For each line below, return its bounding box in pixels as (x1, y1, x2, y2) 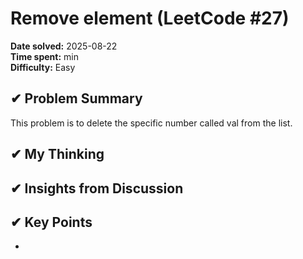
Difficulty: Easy (10, 61, 76, 73)
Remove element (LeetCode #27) (10, 7, 290, 30)
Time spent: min (10, 50, 79, 62)
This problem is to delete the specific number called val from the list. (10, 117, 293, 129)
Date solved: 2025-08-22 (10, 40, 118, 52)
